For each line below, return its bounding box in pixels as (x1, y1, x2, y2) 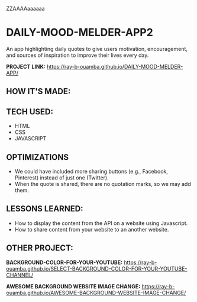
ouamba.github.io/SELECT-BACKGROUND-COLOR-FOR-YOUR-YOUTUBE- (6, 265, 188, 272)
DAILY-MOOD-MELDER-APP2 (6, 26, 154, 39)
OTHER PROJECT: (6, 243, 74, 253)
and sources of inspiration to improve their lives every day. (6, 52, 149, 59)
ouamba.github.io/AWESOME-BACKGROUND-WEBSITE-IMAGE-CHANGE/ (6, 289, 186, 296)
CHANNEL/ (6, 271, 34, 278)
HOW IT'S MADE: (6, 86, 71, 97)
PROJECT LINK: (6, 63, 46, 70)
